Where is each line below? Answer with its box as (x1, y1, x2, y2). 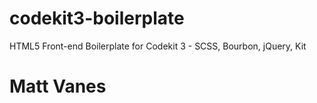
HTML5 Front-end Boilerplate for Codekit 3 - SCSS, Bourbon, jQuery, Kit (9, 40, 307, 52)
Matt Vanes (9, 75, 107, 98)
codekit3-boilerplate (9, 7, 185, 30)
